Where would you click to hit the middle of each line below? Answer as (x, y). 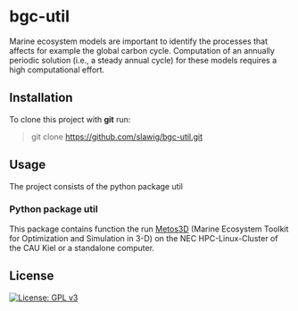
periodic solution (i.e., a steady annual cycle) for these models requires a (143, 60)
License (32, 276)
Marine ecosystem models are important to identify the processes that (139, 41)
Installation (41, 98)
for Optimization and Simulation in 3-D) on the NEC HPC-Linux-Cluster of (144, 238)
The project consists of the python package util (96, 186)
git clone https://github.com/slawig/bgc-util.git (117, 137)
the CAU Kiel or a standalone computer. (82, 248)
